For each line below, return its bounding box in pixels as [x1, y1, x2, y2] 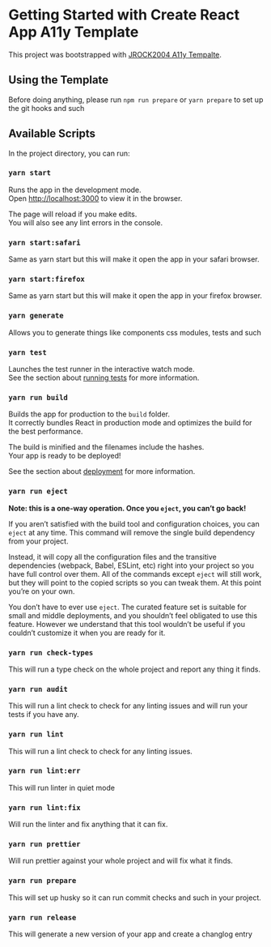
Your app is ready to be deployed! [8, 451, 121, 461]
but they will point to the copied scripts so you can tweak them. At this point [8, 578, 261, 587]
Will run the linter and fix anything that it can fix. [8, 820, 168, 830]
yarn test [8, 348, 47, 357]
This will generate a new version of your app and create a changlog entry [8, 929, 253, 939]
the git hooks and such [8, 103, 85, 113]
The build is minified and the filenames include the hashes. [8, 442, 205, 452]
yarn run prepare [8, 877, 77, 885]
